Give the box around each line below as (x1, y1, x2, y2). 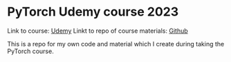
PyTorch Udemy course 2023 (7, 4, 179, 20)
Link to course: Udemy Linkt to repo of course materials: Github (7, 27, 188, 35)
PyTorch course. (7, 47, 54, 55)
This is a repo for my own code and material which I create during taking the (7, 40, 225, 48)
